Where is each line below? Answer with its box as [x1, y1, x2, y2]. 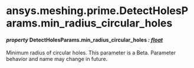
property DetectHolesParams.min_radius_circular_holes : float [6, 36, 163, 43]
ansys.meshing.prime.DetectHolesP [6, 4, 189, 18]
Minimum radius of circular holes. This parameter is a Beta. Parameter [6, 49, 176, 56]
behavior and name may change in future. [6, 56, 108, 63]
